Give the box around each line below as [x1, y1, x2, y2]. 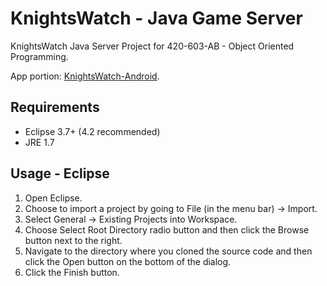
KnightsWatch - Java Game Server [10, 7, 303, 30]
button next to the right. [24, 234, 123, 246]
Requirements [10, 99, 100, 116]
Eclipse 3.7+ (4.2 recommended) [24, 125, 161, 137]
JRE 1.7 [24, 136, 55, 148]
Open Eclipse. [24, 192, 83, 204]
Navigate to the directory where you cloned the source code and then [24, 245, 313, 257]
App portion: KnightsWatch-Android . [10, 70, 160, 82]
